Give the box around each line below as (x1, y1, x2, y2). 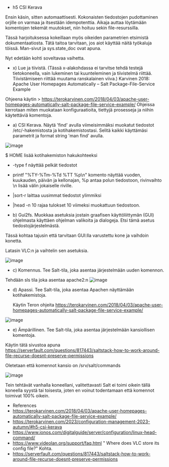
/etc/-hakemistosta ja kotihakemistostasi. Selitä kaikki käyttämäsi (12, 127, 148, 133)
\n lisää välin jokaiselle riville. (12, 183, 73, 188)
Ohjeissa (137, 101, 155, 108)
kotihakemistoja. (12, 292, 47, 298)
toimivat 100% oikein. (5, 393, 50, 398)
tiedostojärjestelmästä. (12, 223, 60, 229)
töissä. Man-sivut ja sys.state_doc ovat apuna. (5, 45, 102, 51)
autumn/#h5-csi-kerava (12, 424, 62, 430)
